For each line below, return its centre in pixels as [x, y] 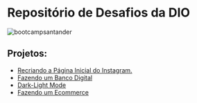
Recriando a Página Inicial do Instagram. [75, 70]
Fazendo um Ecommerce [53, 92]
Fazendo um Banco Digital [54, 77]
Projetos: [27, 54]
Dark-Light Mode [42, 85]
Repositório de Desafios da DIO [99, 13]
